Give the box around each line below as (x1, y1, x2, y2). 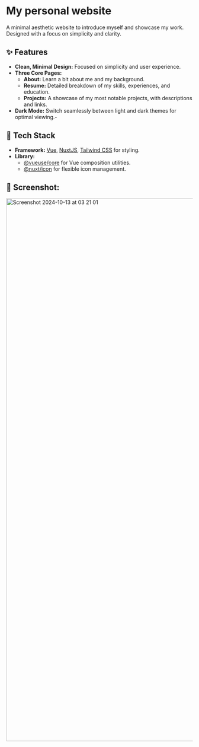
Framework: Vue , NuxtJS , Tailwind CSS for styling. (14, 146, 140, 154)
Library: (14, 152, 35, 159)
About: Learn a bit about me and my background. (23, 75, 145, 82)
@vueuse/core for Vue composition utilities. (23, 159, 131, 166)
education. (23, 88, 50, 95)
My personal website (6, 4, 112, 18)
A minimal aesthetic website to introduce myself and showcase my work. (6, 24, 184, 31)
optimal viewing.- (14, 113, 57, 120)
